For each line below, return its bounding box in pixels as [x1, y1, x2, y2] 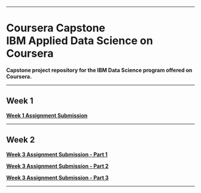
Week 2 [6, 135, 35, 145]
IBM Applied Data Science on [6, 34, 154, 48]
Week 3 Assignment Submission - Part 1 [6, 150, 108, 158]
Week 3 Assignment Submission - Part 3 [6, 174, 109, 181]
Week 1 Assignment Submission [6, 111, 88, 119]
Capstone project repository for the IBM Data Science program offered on [6, 67, 193, 74]
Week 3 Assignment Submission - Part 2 [6, 162, 109, 170]
